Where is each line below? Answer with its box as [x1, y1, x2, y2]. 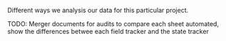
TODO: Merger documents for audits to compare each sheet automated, [7, 20, 220, 28]
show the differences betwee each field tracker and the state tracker [7, 28, 209, 35]
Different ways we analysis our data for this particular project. [7, 6, 189, 14]
